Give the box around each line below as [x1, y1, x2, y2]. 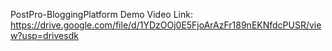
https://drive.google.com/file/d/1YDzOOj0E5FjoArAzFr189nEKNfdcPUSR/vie [10, 19, 322, 31]
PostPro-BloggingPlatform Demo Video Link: [10, 9, 193, 20]
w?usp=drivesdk [10, 30, 79, 41]
